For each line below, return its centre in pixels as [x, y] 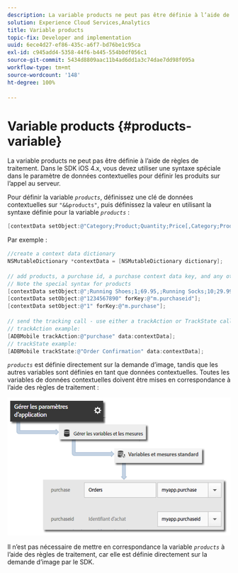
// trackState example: [42, 344]
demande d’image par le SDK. [51, 562]
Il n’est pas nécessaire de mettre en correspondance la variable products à [116, 547]
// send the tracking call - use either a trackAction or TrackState [112, 321]
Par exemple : [27, 240]
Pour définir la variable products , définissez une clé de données [100, 197]
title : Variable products [45, 30]
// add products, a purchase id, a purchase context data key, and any [115, 276]
